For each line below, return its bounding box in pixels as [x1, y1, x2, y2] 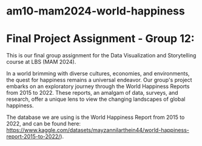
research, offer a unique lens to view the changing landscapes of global [6, 95, 186, 103]
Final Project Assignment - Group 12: [6, 32, 195, 46]
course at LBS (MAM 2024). [6, 59, 76, 66]
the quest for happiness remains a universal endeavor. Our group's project [6, 77, 192, 84]
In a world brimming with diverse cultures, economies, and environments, [6, 70, 190, 77]
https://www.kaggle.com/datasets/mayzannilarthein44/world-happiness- [6, 127, 189, 134]
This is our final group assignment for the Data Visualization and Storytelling [6, 52, 197, 59]
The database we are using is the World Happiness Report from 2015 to [6, 113, 185, 121]
